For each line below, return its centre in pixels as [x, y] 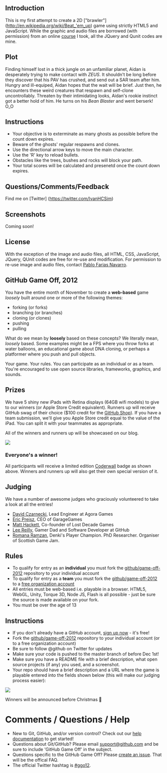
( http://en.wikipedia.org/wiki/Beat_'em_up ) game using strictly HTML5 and [82, 25]
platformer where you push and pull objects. [51, 354]
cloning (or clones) [32, 318]
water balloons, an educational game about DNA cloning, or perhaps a [77, 349]
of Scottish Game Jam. [36, 540]
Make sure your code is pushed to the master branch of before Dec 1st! [85, 654]
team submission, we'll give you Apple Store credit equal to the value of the [83, 418]
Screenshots [25, 214]
